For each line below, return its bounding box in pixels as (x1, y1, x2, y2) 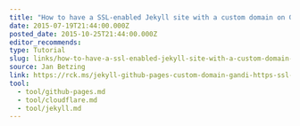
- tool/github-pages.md (17, 87, 105, 96)
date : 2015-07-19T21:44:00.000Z (9, 21, 129, 30)
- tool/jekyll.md (17, 104, 82, 113)
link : (9, 71, 29, 80)
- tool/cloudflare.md (17, 95, 98, 105)
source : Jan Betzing (9, 63, 87, 72)
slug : (9, 54, 29, 63)
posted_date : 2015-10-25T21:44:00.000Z (9, 29, 158, 38)
